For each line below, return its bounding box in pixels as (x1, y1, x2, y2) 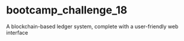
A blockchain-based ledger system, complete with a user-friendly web (6, 23, 179, 30)
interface (6, 29, 28, 36)
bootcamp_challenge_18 (6, 4, 128, 17)
